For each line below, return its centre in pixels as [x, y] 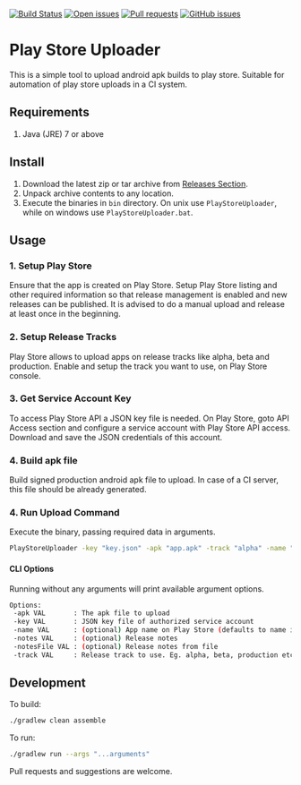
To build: [26, 704]
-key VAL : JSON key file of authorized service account [133, 622]
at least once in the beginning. [65, 314]
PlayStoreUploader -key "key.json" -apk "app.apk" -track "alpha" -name [148, 549]
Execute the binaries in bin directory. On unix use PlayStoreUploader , [150, 202]
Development [48, 683]
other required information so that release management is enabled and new [149, 294]
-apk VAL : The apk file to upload [91, 613]
